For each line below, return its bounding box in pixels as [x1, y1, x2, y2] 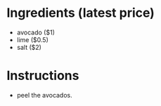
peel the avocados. [16, 91, 73, 99]
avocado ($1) [16, 28, 56, 37]
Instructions [6, 68, 79, 84]
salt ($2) [16, 43, 41, 51]
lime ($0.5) [16, 35, 49, 44]
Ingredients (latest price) [6, 5, 155, 21]
